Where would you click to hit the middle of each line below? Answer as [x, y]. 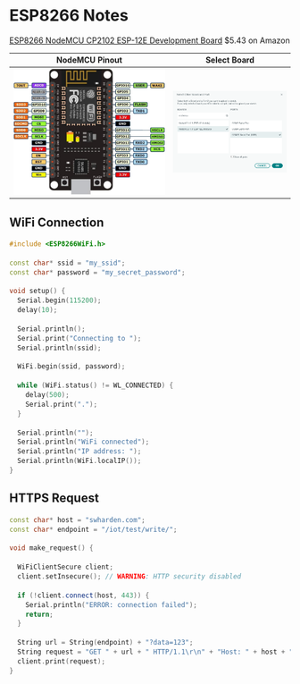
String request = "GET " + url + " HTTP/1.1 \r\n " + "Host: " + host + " [155, 652]
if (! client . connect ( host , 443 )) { [83, 595]
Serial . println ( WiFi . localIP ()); [79, 461]
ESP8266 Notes [69, 16]
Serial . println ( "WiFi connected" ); [83, 442]
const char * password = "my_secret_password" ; [97, 272]
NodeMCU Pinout [90, 60]
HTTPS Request [54, 498]
